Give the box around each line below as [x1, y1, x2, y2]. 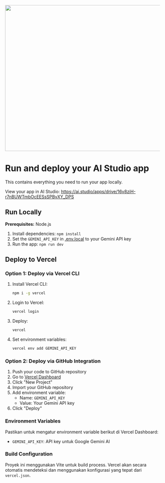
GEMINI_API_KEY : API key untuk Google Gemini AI [12, 438, 110, 444]
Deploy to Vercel [5, 255, 57, 264]
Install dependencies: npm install [12, 231, 81, 237]
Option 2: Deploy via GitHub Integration [5, 358, 101, 364]
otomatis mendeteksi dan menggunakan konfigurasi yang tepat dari [5, 467, 142, 473]
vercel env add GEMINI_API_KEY [12, 346, 77, 351]
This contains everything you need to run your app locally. [5, 179, 123, 185]
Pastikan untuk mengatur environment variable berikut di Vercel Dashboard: [5, 429, 159, 435]
